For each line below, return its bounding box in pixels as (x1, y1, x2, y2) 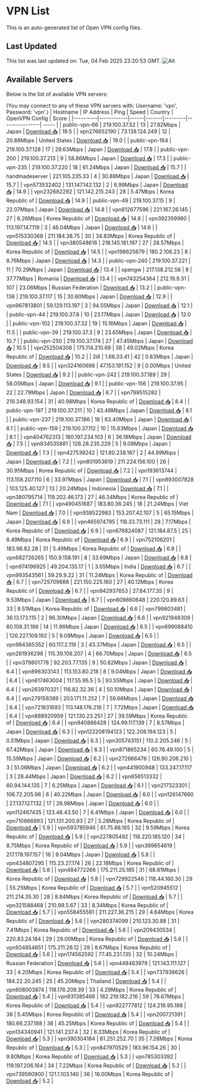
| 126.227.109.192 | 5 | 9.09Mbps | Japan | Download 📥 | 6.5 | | (6, 632, 160, 639)
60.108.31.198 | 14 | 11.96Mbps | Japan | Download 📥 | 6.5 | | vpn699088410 (6, 623, 193, 630)
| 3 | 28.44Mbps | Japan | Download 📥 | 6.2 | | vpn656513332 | (6, 773, 162, 780)
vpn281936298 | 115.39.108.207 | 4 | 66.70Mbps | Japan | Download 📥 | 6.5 (6, 650, 192, 657)
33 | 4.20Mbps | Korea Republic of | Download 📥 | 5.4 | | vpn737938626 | (6, 968, 188, 975)
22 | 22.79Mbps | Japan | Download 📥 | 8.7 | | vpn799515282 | (6, 388, 161, 396)
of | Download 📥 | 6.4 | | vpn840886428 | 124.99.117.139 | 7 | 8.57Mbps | (6, 719, 185, 726)
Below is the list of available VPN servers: (6, 90, 108, 97)
